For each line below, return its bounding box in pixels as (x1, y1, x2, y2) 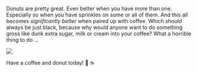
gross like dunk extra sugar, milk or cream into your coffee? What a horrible (6, 30, 192, 37)
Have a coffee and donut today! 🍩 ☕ (6, 59, 95, 66)
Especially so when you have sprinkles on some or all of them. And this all (6, 11, 188, 18)
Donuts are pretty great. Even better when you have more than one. (6, 5, 173, 12)
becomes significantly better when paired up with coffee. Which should (6, 18, 182, 24)
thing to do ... (6, 37, 39, 43)
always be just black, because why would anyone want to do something (6, 24, 183, 31)
